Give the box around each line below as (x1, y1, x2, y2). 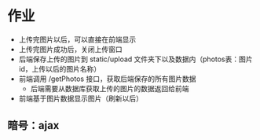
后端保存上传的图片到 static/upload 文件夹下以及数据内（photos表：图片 (18, 54, 253, 64)
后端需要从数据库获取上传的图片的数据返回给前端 (30, 83, 189, 93)
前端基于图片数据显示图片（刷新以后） (18, 94, 143, 103)
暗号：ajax (7, 119, 60, 132)
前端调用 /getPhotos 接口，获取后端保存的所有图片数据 (18, 74, 196, 83)
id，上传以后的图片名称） (18, 64, 101, 73)
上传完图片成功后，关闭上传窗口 (18, 44, 123, 53)
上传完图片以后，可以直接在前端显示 (18, 35, 137, 44)
